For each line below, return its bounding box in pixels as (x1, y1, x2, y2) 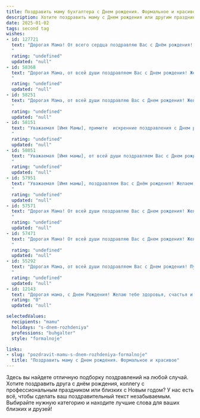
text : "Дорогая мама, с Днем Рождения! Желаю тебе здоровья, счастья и (11, 292, 193, 298)
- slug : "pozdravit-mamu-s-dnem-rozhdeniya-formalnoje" (6, 352, 148, 358)
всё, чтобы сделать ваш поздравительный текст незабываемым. (6, 393, 171, 400)
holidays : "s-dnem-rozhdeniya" (11, 324, 89, 330)
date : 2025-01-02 (6, 20, 49, 26)
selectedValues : (6, 314, 46, 320)
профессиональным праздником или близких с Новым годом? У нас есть (6, 386, 194, 394)
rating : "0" (11, 297, 42, 303)
